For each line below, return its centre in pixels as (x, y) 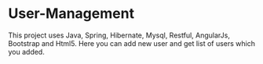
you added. (26, 52)
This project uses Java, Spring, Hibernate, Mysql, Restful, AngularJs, (119, 35)
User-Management (71, 14)
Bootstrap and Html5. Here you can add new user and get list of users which (132, 43)
